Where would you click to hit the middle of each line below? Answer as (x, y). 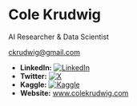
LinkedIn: (36, 67)
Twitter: (33, 76)
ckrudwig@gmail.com (44, 52)
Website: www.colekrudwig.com (74, 92)
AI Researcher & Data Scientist (59, 37)
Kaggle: (33, 84)
